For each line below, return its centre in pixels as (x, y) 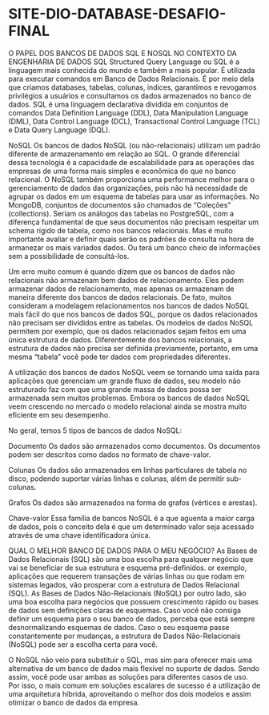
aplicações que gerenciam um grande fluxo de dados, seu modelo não (125, 381)
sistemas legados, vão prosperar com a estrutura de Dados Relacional (124, 584)
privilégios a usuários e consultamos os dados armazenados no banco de (130, 95)
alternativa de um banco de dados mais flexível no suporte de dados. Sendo (134, 668)
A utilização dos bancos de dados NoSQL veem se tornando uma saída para (134, 372)
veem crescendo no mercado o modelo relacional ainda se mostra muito (128, 406)
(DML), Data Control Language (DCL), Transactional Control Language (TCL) (134, 121)
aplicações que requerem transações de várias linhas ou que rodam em (126, 576)
